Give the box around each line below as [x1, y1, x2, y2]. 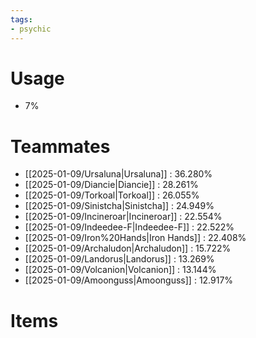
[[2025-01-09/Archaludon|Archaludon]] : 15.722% [24, 242, 232, 255]
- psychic [10, 24, 52, 34]
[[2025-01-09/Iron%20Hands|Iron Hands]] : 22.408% [24, 232, 247, 244]
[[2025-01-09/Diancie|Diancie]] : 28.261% [24, 179, 199, 191]
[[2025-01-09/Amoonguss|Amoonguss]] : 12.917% [24, 274, 234, 286]
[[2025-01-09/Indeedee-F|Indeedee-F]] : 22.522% [24, 221, 235, 233]
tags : [10, 14, 33, 25]
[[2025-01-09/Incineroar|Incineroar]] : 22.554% [24, 211, 223, 223]
